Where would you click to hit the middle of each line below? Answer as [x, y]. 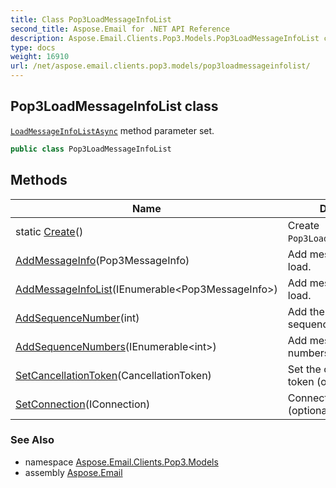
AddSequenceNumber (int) [77, 318]
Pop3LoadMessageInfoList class [114, 106]
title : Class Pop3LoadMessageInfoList [91, 19]
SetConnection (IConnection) [83, 404]
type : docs [33, 47]
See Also [32, 440]
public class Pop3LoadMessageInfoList [91, 149]
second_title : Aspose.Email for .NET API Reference [120, 29]
